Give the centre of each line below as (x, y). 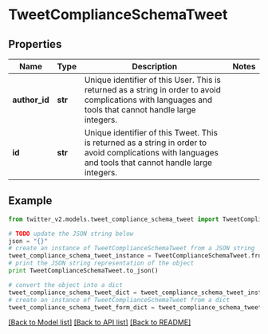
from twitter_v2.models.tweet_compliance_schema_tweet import (114, 219)
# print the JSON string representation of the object (101, 263)
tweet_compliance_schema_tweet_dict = (73, 293)
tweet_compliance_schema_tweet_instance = (80, 256)
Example (30, 201)
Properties (35, 44)
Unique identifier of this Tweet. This (151, 133)
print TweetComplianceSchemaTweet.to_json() (83, 271)
